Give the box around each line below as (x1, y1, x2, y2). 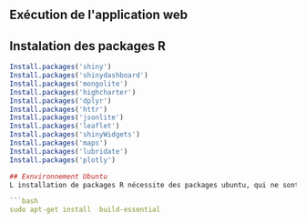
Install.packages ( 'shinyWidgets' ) (9, 130, 141, 139)
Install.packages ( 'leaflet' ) (9, 122, 120, 131)
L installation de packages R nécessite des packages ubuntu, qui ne (9, 180, 280, 189)
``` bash (9, 197, 39, 206)
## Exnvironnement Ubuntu (9, 172, 107, 181)
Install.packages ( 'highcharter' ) (9, 87, 137, 96)
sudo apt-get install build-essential (9, 205, 161, 215)
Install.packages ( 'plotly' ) (9, 155, 117, 165)
